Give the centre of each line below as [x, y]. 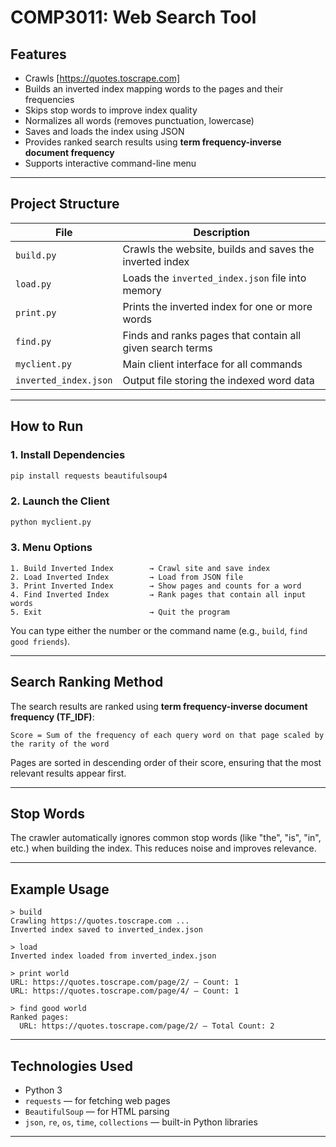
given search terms [167, 348]
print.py [36, 312]
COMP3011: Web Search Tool [133, 17]
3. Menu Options [51, 548]
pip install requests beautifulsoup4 [89, 476]
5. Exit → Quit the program [120, 612]
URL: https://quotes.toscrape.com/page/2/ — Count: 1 [125, 982]
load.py [33, 284]
